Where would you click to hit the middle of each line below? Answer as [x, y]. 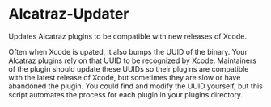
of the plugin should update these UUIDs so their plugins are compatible [129, 68]
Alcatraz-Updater [69, 14]
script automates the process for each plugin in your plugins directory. [125, 94]
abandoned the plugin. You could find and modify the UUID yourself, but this [135, 86]
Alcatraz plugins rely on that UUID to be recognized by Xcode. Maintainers [133, 60]
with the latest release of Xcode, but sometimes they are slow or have [125, 77]
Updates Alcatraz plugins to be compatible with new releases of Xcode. [127, 36]
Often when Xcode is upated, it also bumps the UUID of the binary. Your [128, 51]
